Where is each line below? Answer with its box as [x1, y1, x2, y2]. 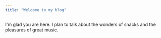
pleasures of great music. [5, 26, 59, 33]
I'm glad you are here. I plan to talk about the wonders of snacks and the [5, 21, 156, 27]
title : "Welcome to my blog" [5, 7, 67, 13]
